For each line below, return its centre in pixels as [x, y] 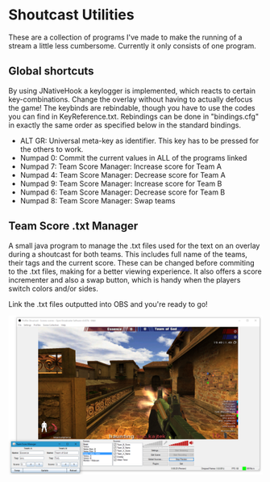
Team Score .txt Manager [73, 226]
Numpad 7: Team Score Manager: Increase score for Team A [120, 166]
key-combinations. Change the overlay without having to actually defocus [131, 99]
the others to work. [52, 149]
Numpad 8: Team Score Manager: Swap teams [98, 200]
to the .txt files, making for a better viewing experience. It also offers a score [135, 271]
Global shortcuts [51, 71]
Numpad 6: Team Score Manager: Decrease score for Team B [123, 192]
